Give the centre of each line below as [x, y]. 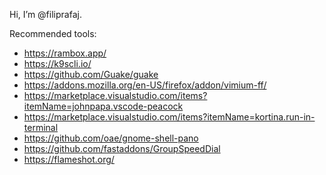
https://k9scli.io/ [57, 63]
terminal [41, 127]
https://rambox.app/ [65, 53]
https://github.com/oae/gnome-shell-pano [111, 138]
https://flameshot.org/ [69, 159]
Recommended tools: [53, 33]
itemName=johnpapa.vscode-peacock [103, 106]
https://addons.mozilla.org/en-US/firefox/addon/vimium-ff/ [145, 85]
